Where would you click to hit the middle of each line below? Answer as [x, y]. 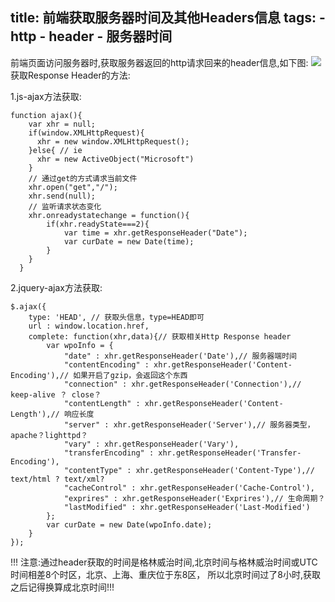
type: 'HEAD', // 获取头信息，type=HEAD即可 [116, 317]
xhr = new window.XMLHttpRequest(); [113, 141]
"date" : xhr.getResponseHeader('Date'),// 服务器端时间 [180, 356]
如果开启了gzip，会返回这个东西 [130, 375]
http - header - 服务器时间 [91, 36]
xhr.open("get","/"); [73, 187]
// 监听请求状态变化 [65, 206]
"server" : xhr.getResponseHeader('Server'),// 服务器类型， [189, 424]
